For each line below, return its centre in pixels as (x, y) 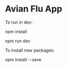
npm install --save (23, 59)
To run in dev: (19, 22)
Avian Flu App (33, 9)
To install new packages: (30, 50)
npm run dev (18, 41)
